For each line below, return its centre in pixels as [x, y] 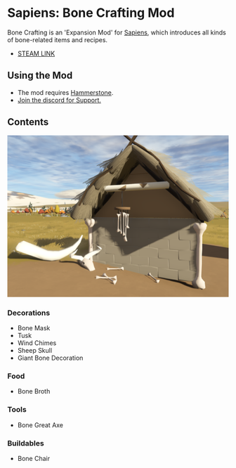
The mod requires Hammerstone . [65, 92]
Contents [28, 122]
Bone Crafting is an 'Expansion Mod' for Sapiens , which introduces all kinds [117, 32]
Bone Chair [34, 458]
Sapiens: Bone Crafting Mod [91, 13]
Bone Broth [34, 391]
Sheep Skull [35, 351]
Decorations [29, 313]
